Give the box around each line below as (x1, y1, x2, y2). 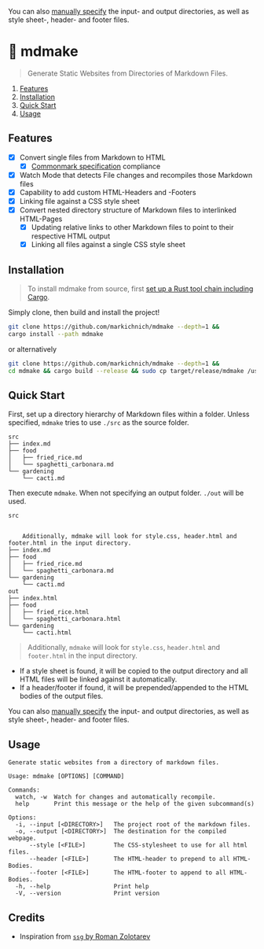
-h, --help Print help (15, 883, 149, 891)
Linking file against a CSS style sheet (19, 197, 140, 205)
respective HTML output (31, 231, 111, 241)
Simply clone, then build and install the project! (8, 308, 160, 317)
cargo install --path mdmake (8, 330, 104, 338)
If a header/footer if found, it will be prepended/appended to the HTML (19, 683, 249, 692)
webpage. (8, 834, 37, 843)
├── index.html (8, 594, 58, 603)
